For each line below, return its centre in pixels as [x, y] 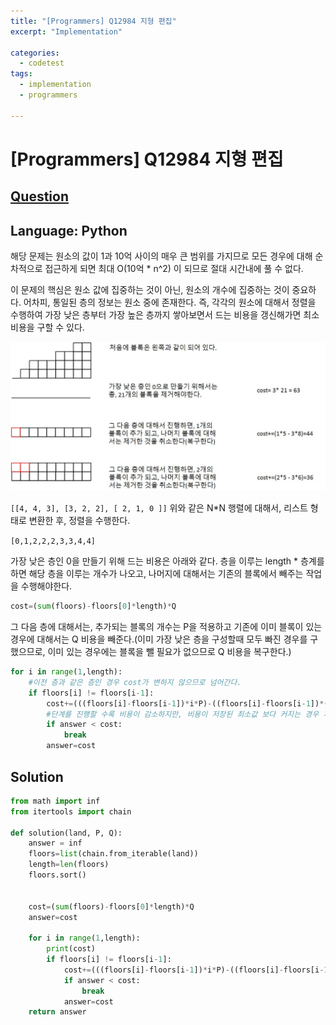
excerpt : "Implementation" [66, 31]
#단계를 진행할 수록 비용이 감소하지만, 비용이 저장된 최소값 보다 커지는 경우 [183, 714]
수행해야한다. [46, 586]
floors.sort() [57, 875]
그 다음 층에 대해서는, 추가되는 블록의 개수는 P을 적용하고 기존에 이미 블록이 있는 [166, 627]
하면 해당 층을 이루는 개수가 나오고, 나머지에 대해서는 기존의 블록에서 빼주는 [157, 574]
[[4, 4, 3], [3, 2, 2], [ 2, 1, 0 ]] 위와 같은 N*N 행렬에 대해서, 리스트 [159, 508]
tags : [21, 74]
